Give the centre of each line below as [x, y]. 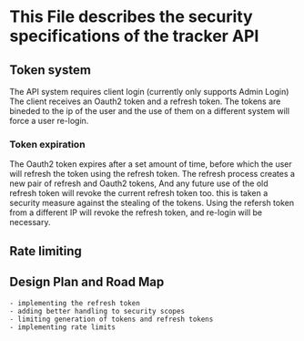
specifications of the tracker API [134, 36]
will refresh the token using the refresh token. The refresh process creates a [152, 174]
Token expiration [47, 144]
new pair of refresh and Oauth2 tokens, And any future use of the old [139, 183]
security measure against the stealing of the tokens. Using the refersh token [152, 203]
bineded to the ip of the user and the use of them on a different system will [149, 111]
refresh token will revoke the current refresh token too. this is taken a [139, 193]
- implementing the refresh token [75, 303]
